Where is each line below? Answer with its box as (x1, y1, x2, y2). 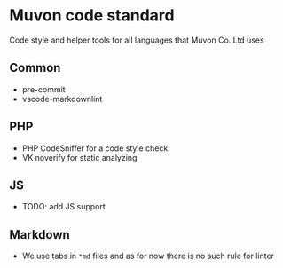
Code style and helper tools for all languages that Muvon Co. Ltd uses (9, 35, 264, 45)
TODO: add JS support (21, 201, 106, 212)
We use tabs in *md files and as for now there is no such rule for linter (21, 250, 275, 262)
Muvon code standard (9, 5, 175, 26)
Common (9, 60, 61, 75)
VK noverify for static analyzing (21, 152, 138, 162)
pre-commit (21, 83, 66, 94)
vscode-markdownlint (21, 93, 103, 104)
